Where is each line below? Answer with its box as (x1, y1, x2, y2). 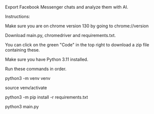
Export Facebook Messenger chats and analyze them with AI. (5, 4, 128, 10)
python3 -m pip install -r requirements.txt (5, 95, 88, 100)
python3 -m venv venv (5, 76, 51, 81)
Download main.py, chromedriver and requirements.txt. (5, 33, 116, 38)
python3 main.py (5, 104, 39, 109)
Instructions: (5, 14, 30, 19)
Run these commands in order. (5, 66, 67, 72)
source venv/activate (5, 85, 47, 91)
